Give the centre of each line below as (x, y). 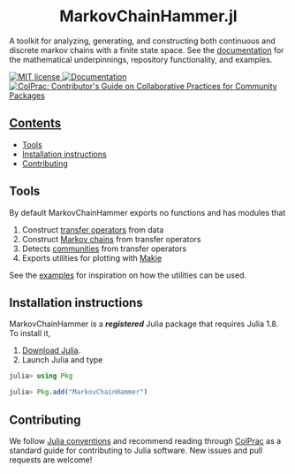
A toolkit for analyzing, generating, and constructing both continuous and (142, 41)
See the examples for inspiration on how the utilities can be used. (128, 275)
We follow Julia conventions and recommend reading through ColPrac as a (145, 440)
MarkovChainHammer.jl (148, 16)
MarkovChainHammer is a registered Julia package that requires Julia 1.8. (144, 324)
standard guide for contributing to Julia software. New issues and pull (136, 450)
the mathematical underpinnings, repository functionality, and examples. (141, 59)
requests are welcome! (51, 459)
